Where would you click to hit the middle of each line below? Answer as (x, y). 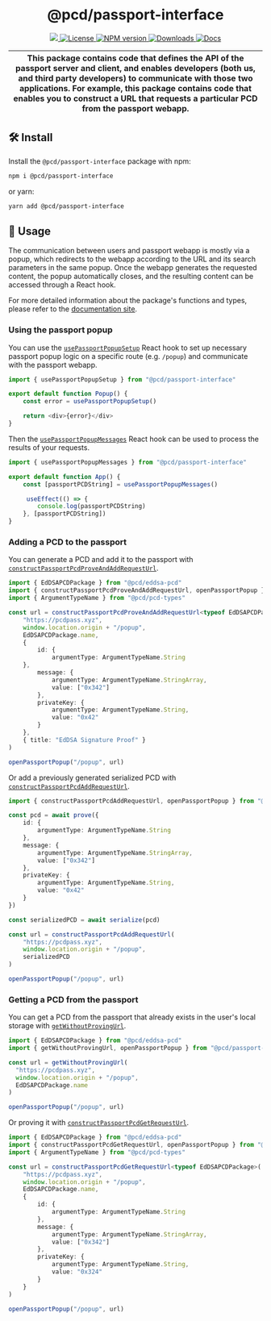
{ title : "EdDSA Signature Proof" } (85, 740)
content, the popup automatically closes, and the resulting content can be (131, 277)
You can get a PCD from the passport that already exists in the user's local (132, 1017)
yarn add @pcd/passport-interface (67, 206)
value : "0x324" (77, 1272)
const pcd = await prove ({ (54, 815)
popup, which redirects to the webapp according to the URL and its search (132, 259)
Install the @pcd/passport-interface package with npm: (100, 161)
